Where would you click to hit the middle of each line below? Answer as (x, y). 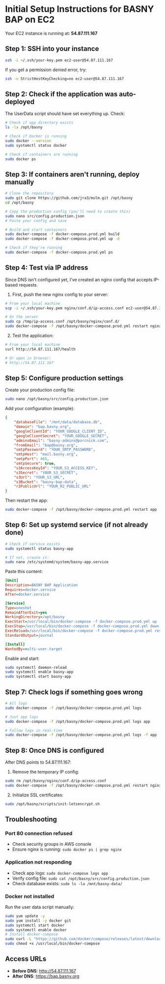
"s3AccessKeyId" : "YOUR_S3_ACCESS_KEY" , (56, 468)
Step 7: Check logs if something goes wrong (74, 692)
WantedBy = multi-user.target (34, 649)
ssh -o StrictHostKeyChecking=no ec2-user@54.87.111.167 (65, 79)
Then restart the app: (27, 500)
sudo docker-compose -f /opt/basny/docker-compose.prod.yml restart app (81, 510)
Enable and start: (22, 658)
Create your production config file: (40, 390)
